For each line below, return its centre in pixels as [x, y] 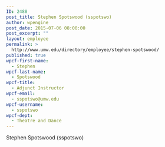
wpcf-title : [21, 83]
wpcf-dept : [19, 115]
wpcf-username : [25, 104]
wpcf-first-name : [27, 61]
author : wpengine [27, 22]
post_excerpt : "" [27, 34]
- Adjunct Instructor [38, 88]
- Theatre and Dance [37, 121]
